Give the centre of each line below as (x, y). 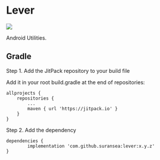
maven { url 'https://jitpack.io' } (73, 108)
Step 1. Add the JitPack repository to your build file (68, 71)
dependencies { (25, 141)
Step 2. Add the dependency (41, 130)
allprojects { (24, 93)
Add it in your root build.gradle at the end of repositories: (76, 82)
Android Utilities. (26, 38)
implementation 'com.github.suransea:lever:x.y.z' (91, 146)
